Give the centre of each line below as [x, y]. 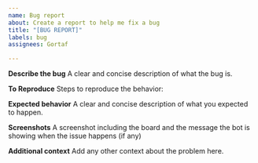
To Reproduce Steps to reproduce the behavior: [86, 89]
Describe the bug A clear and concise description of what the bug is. [120, 74]
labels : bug [28, 37]
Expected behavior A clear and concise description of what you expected [128, 104]
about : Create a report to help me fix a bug [84, 23]
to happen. [26, 112]
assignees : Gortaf [38, 45]
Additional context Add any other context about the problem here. [116, 151]
